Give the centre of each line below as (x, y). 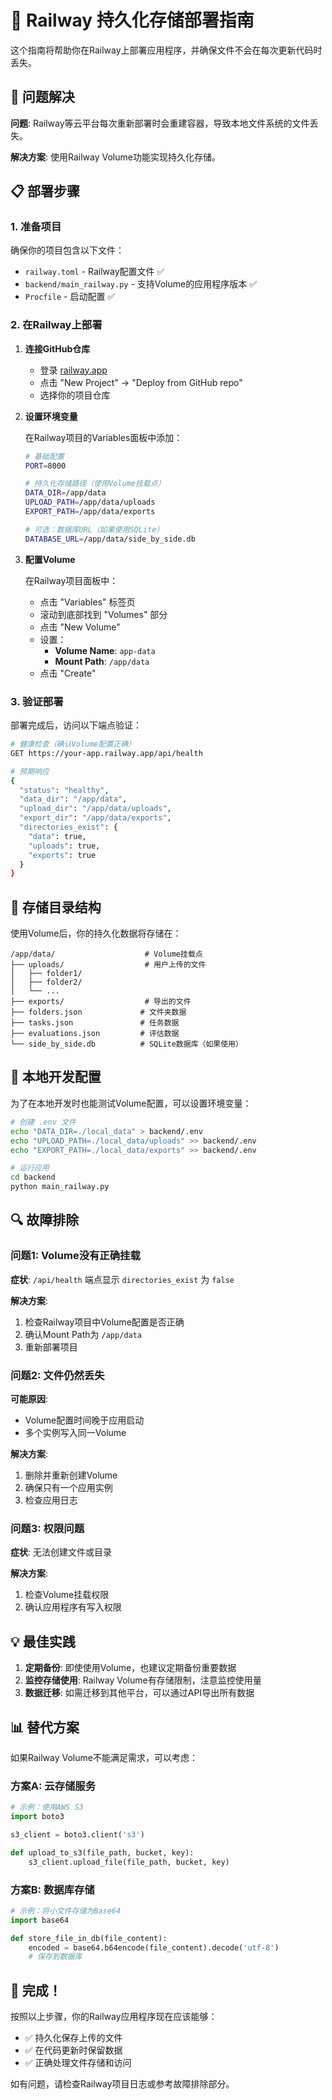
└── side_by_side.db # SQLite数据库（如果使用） (126, 1044)
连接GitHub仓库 (57, 348)
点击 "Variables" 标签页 (87, 602)
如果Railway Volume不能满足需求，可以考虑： (104, 1757)
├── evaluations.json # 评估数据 (95, 1034)
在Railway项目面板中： (71, 580)
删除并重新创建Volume (71, 1475)
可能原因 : (29, 1399)
